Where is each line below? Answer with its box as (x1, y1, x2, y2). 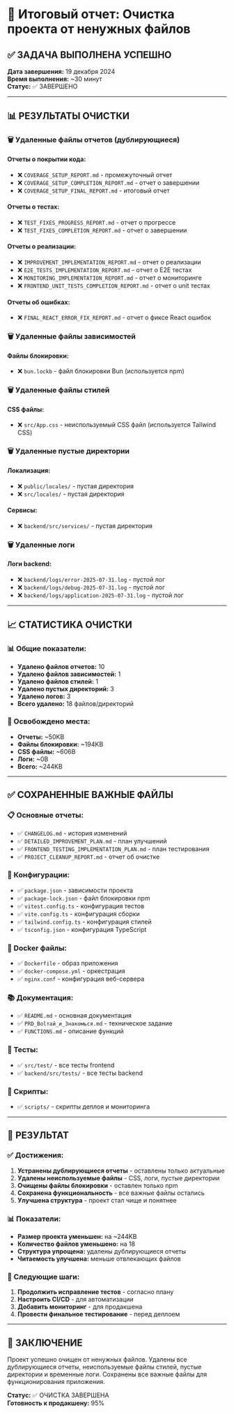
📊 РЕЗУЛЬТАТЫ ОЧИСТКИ (7, 110, 130, 122)
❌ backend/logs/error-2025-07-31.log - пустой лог (17, 575, 166, 583)
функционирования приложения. (7, 1378, 106, 1386)
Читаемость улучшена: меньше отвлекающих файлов (17, 1254, 181, 1263)
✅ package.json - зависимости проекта (17, 886, 134, 894)
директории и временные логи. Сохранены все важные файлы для (7, 1370, 208, 1378)
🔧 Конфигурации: (7, 870, 70, 880)
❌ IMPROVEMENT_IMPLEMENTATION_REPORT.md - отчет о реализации (17, 257, 202, 266)
